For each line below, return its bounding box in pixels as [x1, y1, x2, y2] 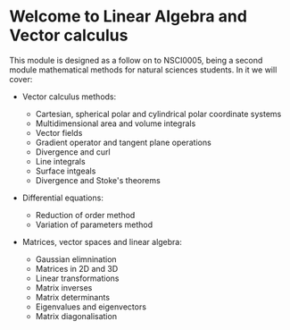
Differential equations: [21, 192, 104, 203]
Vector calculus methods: [21, 91, 117, 102]
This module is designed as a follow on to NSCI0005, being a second [9, 55, 263, 65]
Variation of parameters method [35, 219, 153, 230]
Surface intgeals [35, 165, 96, 176]
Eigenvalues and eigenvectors [35, 301, 147, 312]
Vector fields [35, 127, 83, 138]
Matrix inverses [35, 282, 93, 292]
